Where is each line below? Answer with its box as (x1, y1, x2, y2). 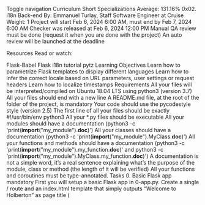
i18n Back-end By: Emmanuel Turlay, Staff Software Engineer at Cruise (6, 12, 184, 19)
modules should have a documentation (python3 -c (6, 120, 136, 127)
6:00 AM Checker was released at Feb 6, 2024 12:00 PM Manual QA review (6, 24, 197, 32)
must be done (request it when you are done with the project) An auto (6, 31, 182, 39)
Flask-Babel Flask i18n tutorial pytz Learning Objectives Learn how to (6, 61, 181, 69)
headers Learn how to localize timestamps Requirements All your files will (6, 81, 192, 88)
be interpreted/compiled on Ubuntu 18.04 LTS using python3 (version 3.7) (6, 88, 193, 94)
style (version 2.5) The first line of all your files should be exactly (6, 107, 170, 114)
